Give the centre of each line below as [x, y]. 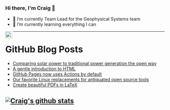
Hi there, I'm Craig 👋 [30, 8]
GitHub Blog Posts [44, 49]
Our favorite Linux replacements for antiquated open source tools [81, 80]
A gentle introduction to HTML [44, 69]
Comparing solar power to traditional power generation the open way [84, 64]
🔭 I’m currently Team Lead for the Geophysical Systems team [76, 19]
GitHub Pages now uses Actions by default [57, 74]
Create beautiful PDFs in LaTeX [45, 85]
